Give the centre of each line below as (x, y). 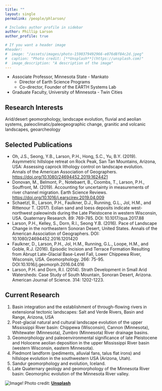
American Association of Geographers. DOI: (56, 234)
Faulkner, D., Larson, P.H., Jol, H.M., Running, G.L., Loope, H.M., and (80, 244)
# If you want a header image (36, 45)
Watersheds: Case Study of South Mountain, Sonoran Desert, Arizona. (82, 275)
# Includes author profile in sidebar (44, 27)
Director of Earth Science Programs (55, 82)
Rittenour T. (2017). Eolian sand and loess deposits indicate (71, 208)
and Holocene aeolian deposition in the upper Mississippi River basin (81, 343)
